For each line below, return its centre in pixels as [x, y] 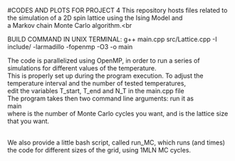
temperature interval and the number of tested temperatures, [97, 83]
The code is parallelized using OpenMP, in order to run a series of [104, 61]
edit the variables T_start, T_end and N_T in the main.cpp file [96, 91]
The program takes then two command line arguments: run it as [101, 98]
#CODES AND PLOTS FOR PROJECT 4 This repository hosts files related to [117, 10]
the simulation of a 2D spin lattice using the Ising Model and [95, 18]
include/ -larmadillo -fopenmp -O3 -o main [70, 47]
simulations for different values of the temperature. [82, 68]
